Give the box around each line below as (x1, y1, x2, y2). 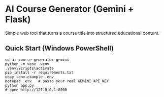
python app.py (5, 83, 34, 88)
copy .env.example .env (5, 74, 54, 79)
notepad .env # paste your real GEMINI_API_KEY (5, 78, 109, 84)
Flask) (5, 14, 31, 25)
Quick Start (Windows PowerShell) (5, 44, 114, 52)
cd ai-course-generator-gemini (5, 57, 69, 62)
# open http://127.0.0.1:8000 (5, 87, 67, 92)
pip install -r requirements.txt (5, 70, 74, 75)
